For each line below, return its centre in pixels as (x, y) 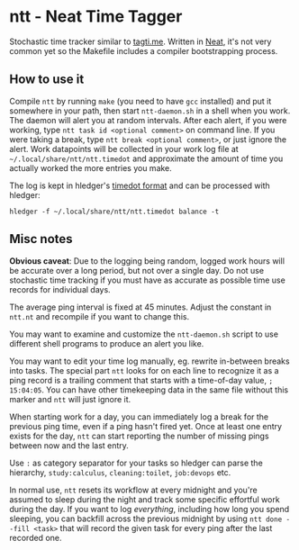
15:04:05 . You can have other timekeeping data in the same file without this (149, 390)
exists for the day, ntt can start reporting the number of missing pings (139, 436)
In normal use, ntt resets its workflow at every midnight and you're (134, 490)
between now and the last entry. (69, 445)
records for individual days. (60, 289)
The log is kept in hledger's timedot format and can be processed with (140, 185)
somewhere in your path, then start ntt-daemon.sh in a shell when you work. (150, 111)
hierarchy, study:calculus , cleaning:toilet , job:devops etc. (120, 472)
